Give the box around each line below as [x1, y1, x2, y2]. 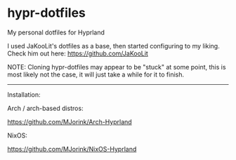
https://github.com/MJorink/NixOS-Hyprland [7, 145, 137, 153]
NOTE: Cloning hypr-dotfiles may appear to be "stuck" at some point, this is [7, 62, 226, 71]
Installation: [7, 90, 41, 99]
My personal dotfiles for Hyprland [7, 28, 105, 36]
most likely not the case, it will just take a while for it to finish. [7, 70, 185, 79]
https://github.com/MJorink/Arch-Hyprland [7, 117, 132, 126]
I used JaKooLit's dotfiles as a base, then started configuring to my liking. [7, 41, 220, 50]
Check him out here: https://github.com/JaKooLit [7, 49, 149, 58]
